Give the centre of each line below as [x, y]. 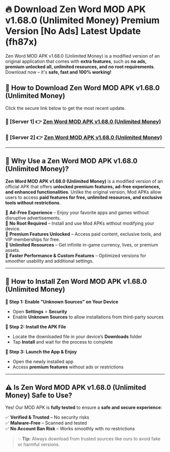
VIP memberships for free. [33, 239]
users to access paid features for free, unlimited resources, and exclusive [84, 197]
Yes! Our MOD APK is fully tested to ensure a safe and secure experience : [84, 407]
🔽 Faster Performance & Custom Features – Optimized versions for [76, 255]
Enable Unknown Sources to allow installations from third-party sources [88, 317]
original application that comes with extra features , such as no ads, [76, 61]
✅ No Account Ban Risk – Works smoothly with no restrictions [70, 429]
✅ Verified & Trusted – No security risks [47, 417]
